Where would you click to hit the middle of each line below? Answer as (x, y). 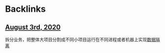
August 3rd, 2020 (33, 27)
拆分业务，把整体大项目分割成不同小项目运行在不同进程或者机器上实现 (76, 40)
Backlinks (26, 9)
